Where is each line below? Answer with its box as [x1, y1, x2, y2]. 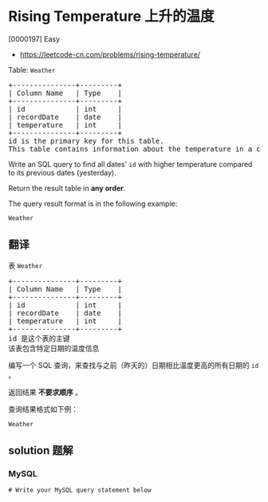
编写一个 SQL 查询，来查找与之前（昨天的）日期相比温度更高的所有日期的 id [8, 360, 259, 370]
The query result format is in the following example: [8, 199, 178, 208]
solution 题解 [8, 444, 73, 457]
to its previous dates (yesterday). [8, 168, 117, 177]
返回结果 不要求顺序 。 [8, 387, 82, 397]
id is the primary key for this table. [8, 136, 164, 145]
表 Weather [8, 260, 43, 270]
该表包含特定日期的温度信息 [8, 344, 100, 353]
